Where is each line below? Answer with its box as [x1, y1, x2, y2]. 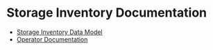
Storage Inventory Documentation [6, 5, 207, 21]
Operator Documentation [16, 35, 88, 43]
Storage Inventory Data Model [16, 28, 103, 36]
